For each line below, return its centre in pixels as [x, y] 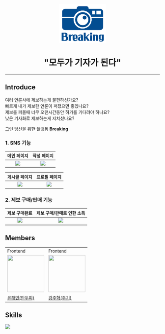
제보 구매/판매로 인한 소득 [61, 213]
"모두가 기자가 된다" [82, 63]
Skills [14, 315]
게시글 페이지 [20, 177]
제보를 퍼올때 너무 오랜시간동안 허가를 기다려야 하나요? [57, 112]
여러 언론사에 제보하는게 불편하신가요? [42, 100]
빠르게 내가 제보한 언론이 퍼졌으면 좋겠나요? [47, 106]
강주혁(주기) [60, 298]
